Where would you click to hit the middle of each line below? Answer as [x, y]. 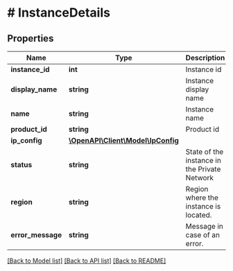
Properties [31, 38]
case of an [203, 235]
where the [202, 198]
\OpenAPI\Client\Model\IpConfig [123, 140]
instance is [203, 206]
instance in [204, 160]
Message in [204, 226]
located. [199, 215]
